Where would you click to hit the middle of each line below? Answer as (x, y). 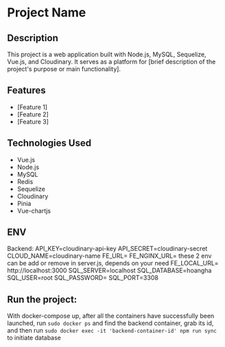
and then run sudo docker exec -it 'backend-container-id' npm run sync (112, 331)
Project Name (47, 13)
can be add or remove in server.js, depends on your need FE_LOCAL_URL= (113, 263)
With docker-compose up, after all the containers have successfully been (111, 316)
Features (26, 91)
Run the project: (42, 299)
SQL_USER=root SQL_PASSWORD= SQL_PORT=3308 (83, 278)
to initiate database (34, 338)
